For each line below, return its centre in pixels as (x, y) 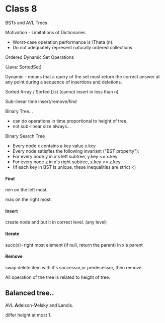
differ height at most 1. (28, 315)
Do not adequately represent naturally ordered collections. (73, 47)
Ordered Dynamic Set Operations (40, 57)
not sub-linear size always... (42, 126)
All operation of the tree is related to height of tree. (58, 277)
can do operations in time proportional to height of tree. (70, 121)
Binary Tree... (19, 111)
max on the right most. (29, 199)
